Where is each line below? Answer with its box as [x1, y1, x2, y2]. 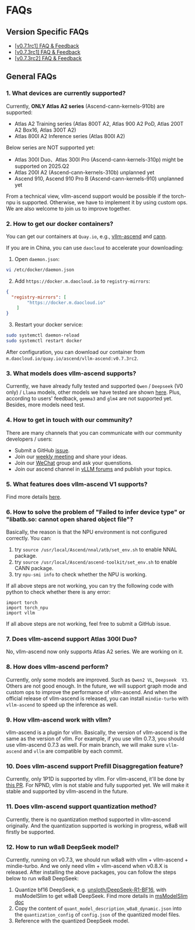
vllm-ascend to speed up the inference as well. [6, 701, 118, 708]
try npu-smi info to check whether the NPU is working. [14, 571, 147, 578]
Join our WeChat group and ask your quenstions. [14, 459, 133, 466]
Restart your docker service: [14, 321, 83, 328]
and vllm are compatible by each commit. [23, 747, 123, 755]
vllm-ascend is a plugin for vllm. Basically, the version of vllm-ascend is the [6, 729, 187, 736]
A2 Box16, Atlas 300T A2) [14, 126, 76, 133]
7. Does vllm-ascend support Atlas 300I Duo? [6, 635, 137, 643]
